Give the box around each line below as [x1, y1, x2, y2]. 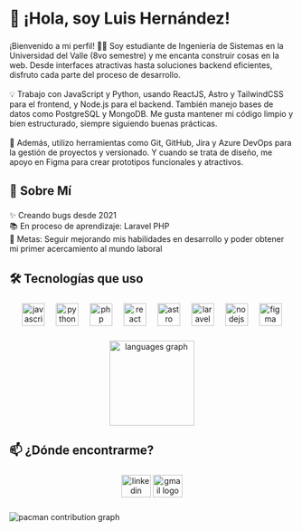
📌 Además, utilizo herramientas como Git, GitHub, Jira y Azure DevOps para [9, 138, 292, 149]
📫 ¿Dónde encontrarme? [9, 443, 155, 459]
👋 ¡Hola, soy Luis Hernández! [9, 8, 231, 29]
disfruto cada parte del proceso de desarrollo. [9, 70, 181, 81]
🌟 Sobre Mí [9, 183, 72, 198]
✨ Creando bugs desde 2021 [9, 210, 118, 221]
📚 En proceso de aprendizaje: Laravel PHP [9, 221, 170, 232]
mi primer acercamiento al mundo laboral [9, 244, 163, 255]
